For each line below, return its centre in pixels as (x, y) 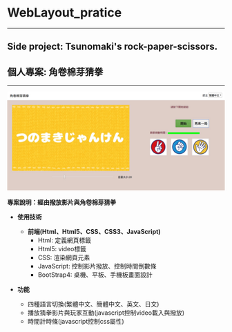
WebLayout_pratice (65, 13)
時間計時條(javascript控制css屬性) (76, 321)
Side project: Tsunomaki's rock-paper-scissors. (113, 47)
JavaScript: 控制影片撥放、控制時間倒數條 (97, 266)
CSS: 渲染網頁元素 (64, 257)
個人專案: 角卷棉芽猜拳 (55, 71)
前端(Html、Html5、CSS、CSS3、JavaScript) (94, 231)
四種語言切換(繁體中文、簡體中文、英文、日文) (93, 304)
